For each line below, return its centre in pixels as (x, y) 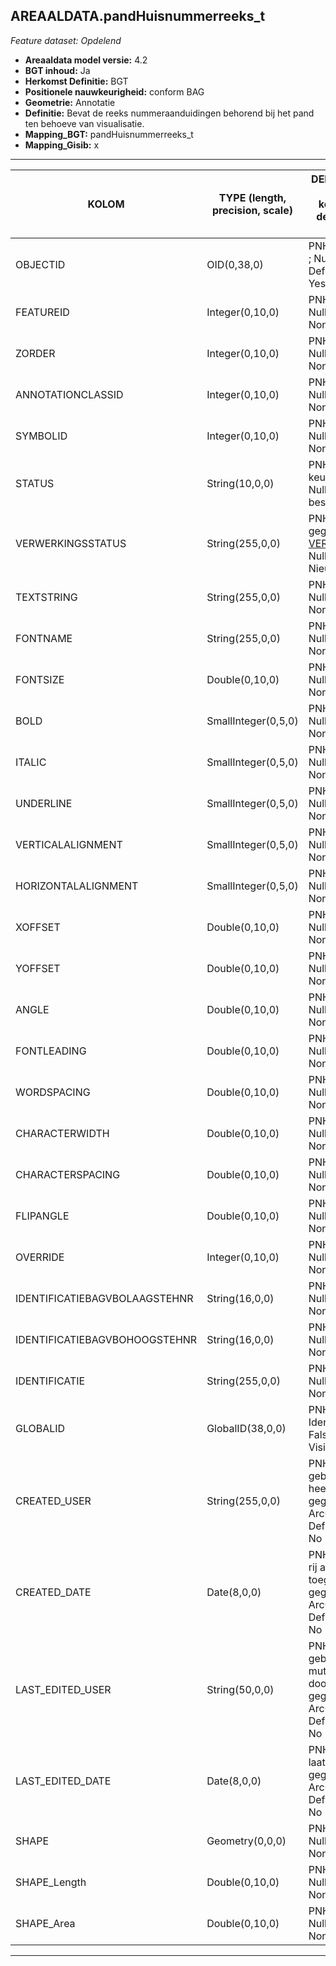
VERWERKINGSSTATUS (71, 543)
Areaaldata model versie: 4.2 (86, 60)
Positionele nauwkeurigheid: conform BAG (114, 91)
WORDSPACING (53, 1092)
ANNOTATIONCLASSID (69, 394)
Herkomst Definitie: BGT (76, 81)
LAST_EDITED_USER (63, 1689)
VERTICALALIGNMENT (69, 844)
